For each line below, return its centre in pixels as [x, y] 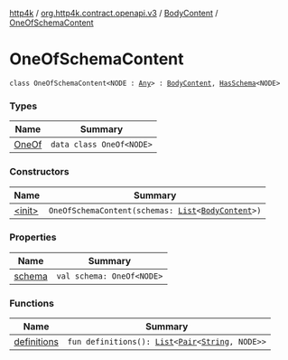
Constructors [39, 172]
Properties [33, 237]
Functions [32, 303]
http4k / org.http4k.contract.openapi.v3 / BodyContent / [114, 13]
